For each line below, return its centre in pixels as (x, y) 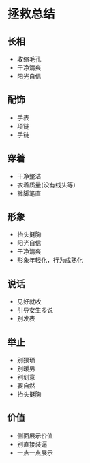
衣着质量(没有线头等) (46, 185)
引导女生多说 (35, 310)
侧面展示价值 (35, 436)
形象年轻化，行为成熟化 (50, 260)
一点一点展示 (35, 453)
